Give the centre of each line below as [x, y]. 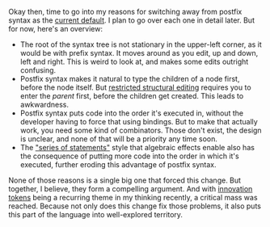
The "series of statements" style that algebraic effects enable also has [137, 147]
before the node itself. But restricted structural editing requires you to [136, 87]
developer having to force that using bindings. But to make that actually [139, 122]
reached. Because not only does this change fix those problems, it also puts [135, 206]
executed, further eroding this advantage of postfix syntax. [118, 164]
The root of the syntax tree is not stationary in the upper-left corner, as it [141, 44]
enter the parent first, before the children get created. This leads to [132, 96]
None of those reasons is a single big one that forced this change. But [124, 180]
